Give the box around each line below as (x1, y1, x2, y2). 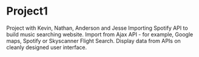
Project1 (6, 4, 49, 18)
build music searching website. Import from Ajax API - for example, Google (6, 30, 194, 38)
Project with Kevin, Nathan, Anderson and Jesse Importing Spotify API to (6, 24, 188, 32)
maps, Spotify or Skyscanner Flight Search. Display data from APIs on (6, 37, 181, 44)
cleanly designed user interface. (6, 44, 87, 51)
